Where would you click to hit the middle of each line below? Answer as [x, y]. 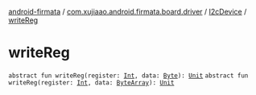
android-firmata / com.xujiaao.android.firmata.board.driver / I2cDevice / [128, 12]
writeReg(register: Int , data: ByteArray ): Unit [91, 83]
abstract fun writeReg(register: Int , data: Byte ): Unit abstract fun [128, 76]
